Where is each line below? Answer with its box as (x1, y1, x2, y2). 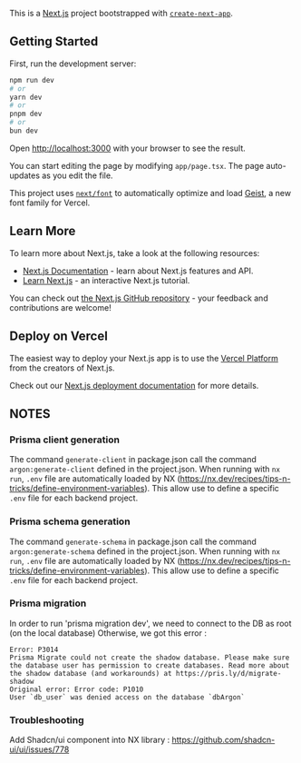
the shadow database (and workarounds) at (9, 669, 172, 678)
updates (9, 170, 41, 181)
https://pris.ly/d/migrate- (175, 669, 282, 678)
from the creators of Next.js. (9, 362, 115, 373)
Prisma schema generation (9, 515, 131, 528)
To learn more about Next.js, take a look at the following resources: (9, 247, 260, 258)
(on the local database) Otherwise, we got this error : (9, 627, 207, 639)
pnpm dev (9, 109, 43, 119)
